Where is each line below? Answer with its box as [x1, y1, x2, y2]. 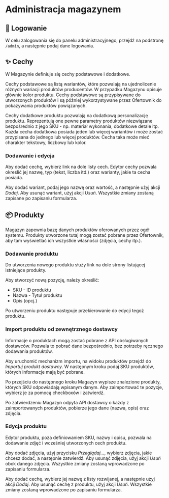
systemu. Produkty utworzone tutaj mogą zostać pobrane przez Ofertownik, [5, 232, 164, 238]
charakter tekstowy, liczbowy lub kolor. [5, 139, 87, 146]
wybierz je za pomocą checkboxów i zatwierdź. [5, 390, 105, 396]
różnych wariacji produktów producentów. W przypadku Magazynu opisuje [5, 86, 162, 92]
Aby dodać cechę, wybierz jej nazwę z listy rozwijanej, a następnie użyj [5, 476, 155, 482]
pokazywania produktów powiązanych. [5, 102, 87, 108]
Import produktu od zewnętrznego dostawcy [5, 326, 118, 333]
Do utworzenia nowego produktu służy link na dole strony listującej [5, 262, 146, 268]
